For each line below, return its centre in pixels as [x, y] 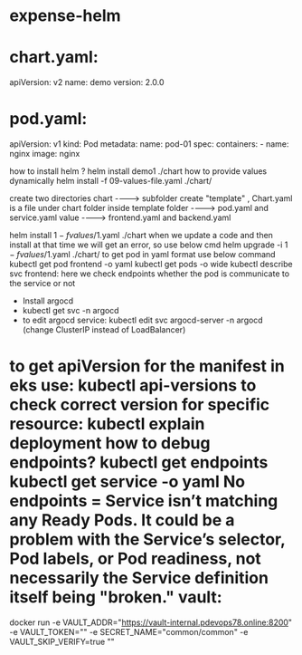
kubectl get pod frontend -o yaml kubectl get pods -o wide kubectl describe [151, 265]
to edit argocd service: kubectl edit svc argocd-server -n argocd [143, 320]
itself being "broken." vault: [116, 597]
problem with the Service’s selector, [147, 539]
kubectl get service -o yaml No [127, 482]
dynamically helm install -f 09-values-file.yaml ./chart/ [111, 181]
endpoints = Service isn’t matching [144, 501]
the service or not [42, 284]
